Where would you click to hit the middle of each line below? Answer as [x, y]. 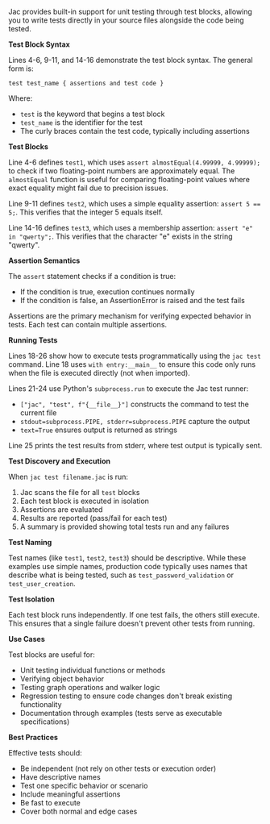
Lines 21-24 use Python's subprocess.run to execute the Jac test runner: [129, 389]
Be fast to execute [50, 803]
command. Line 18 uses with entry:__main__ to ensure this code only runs [132, 364]
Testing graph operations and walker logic [90, 687]
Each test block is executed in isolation [84, 501]
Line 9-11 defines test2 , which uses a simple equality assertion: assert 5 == [135, 204]
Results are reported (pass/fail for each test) [93, 518]
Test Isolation [31, 599]
